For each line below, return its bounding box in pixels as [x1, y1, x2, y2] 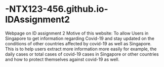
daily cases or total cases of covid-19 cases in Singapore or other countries [5, 51, 159, 57]
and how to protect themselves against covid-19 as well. [5, 56, 120, 62]
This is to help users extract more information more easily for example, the [5, 46, 157, 52]
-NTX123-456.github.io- [5, 3, 109, 15]
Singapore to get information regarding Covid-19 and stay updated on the [5, 35, 155, 41]
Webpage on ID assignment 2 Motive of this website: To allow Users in [5, 30, 149, 36]
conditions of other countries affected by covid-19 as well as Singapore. [5, 40, 152, 46]
